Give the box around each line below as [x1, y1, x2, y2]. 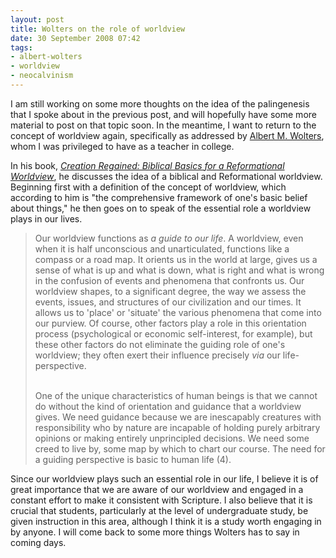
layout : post [10, 14, 65, 25]
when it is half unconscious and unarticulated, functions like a [34, 242, 290, 255]
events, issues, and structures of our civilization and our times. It [34, 296, 302, 308]
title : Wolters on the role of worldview [10, 24, 186, 34]
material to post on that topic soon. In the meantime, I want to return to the [10, 119, 317, 131]
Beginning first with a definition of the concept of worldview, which [10, 181, 287, 193]
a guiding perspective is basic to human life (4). [34, 453, 232, 465]
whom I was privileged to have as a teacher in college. [10, 140, 235, 152]
